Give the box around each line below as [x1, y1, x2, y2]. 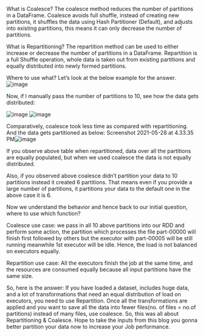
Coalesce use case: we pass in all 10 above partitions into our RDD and [6, 222, 185, 229]
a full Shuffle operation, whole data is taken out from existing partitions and [6, 56, 195, 63]
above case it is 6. [6, 191, 52, 199]
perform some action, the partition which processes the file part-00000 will [6, 228, 196, 235]
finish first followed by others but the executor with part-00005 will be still [6, 235, 193, 241]
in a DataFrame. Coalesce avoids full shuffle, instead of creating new [6, 12, 179, 19]
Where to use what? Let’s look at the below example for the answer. [6, 74, 176, 81]
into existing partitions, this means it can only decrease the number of [6, 24, 182, 32]
